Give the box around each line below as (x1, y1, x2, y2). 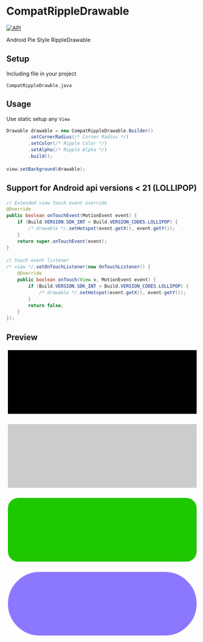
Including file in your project (6, 70, 77, 77)
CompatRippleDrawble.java (6, 82, 72, 89)
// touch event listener (6, 257, 69, 264)
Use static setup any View (6, 115, 71, 122)
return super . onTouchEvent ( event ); (17, 238, 108, 244)
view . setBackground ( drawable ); (6, 166, 86, 172)
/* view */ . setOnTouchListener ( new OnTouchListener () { (6, 264, 151, 270)
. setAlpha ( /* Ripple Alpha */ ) (28, 147, 108, 153)
